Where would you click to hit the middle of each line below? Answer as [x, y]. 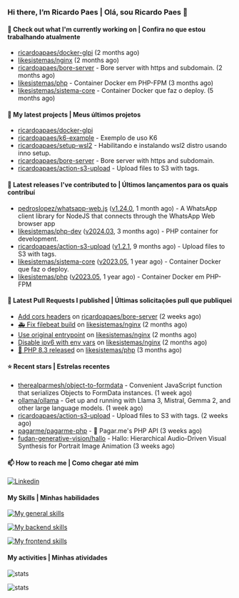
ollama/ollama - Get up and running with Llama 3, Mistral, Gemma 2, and [124, 400]
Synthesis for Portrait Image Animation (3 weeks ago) [96, 446]
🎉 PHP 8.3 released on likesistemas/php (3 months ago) [100, 349]
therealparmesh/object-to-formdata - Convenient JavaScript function [120, 385]
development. [38, 239]
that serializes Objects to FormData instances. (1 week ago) [105, 392]
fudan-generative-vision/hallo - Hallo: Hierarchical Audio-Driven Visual [122, 438]
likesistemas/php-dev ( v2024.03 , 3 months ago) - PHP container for [118, 231]
